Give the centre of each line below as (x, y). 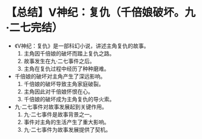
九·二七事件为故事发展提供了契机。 (67, 129)
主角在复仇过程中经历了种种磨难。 (67, 68)
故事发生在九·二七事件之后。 (59, 61)
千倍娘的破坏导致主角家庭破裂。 (64, 84)
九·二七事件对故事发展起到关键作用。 (61, 107)
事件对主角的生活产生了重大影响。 (67, 122)
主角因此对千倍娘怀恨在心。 (59, 91)
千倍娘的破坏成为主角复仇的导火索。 (69, 99)
